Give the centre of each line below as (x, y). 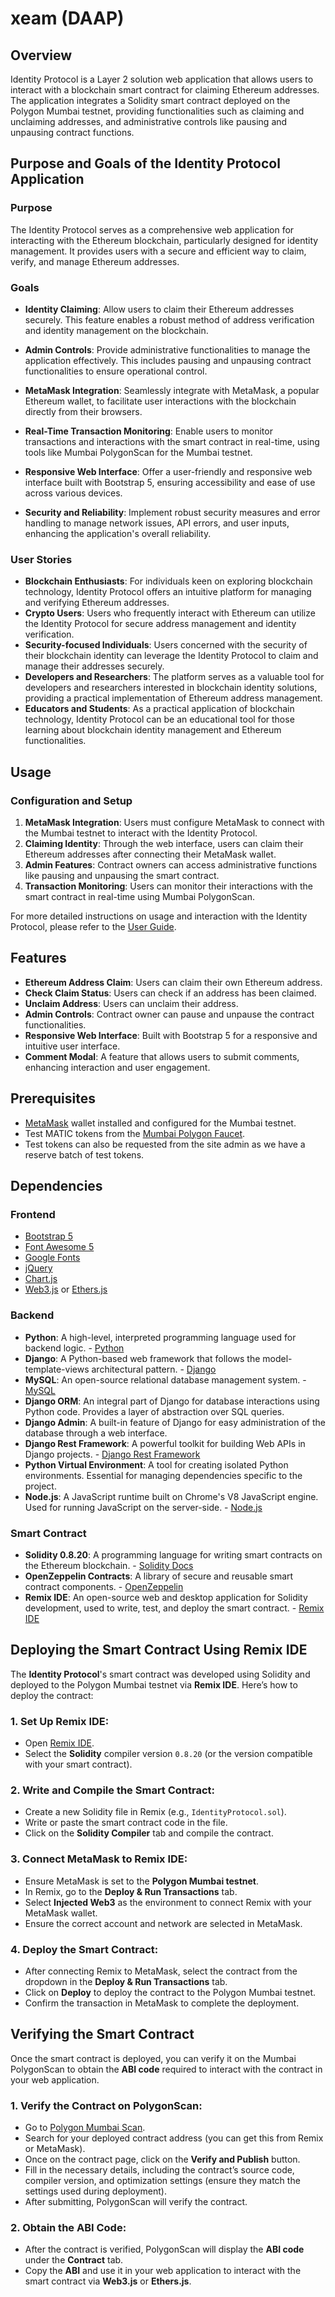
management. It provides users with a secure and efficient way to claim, (158, 251)
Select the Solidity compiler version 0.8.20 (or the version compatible (168, 1753)
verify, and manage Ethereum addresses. (95, 261)
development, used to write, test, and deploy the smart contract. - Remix (174, 1608)
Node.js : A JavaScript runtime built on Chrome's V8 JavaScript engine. (171, 1496)
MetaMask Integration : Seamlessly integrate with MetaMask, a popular (172, 390)
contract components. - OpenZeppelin (104, 1586)
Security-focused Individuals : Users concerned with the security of (166, 645)
